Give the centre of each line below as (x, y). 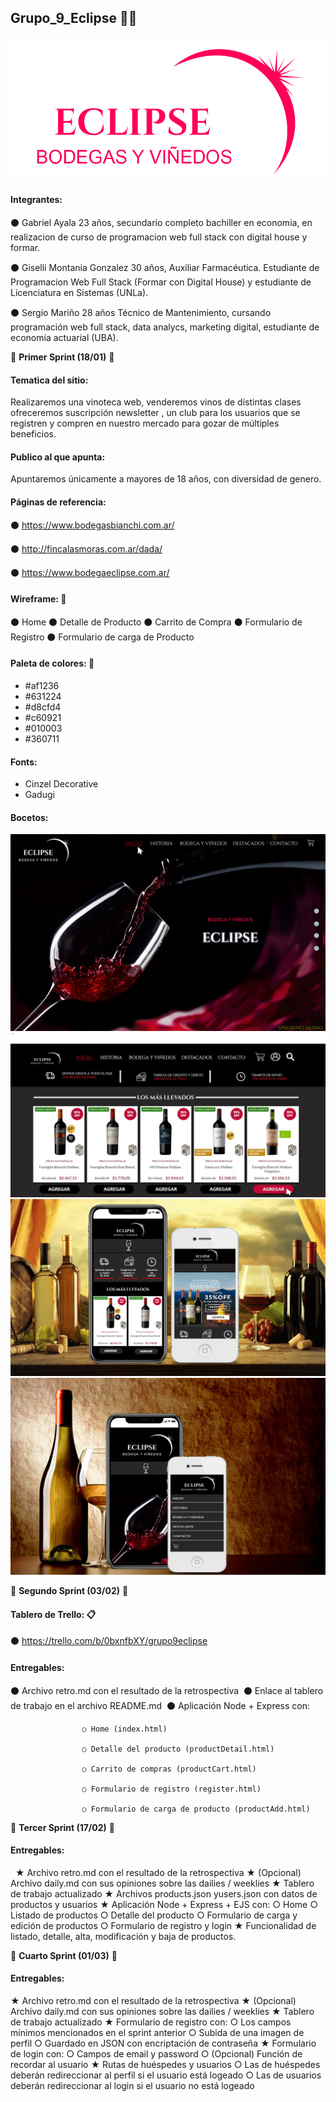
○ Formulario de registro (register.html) (171, 1789)
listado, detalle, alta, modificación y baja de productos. (123, 1936)
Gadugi (39, 795)
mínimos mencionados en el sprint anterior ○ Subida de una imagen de (157, 2032)
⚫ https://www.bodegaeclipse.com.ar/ (90, 572)
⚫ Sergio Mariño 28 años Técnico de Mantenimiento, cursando (141, 312)
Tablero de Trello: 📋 (53, 1614)
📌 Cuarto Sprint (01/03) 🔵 (64, 1955)
